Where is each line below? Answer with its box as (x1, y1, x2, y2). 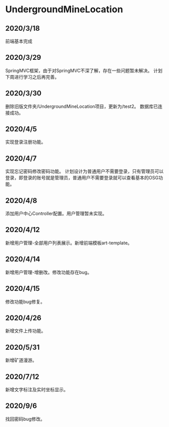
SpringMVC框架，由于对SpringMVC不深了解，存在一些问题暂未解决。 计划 (5, 68, 163, 74)
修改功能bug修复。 (5, 298, 45, 305)
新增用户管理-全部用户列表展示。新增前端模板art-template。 (5, 239, 132, 246)
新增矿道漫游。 (5, 357, 37, 364)
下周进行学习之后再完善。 (5, 74, 59, 80)
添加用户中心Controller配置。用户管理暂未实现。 (5, 211, 108, 217)
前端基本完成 (5, 38, 32, 44)
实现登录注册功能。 (5, 139, 46, 145)
